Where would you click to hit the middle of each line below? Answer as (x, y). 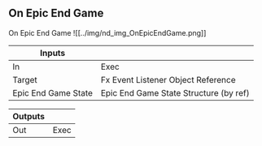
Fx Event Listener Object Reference (168, 79)
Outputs (28, 116)
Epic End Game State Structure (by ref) (175, 92)
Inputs (53, 53)
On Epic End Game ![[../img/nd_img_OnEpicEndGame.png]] (107, 32)
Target (25, 79)
